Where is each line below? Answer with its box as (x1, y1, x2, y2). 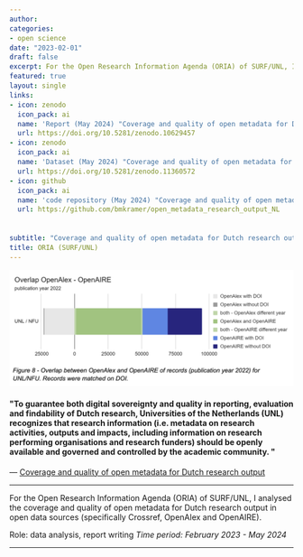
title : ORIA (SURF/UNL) (9, 243, 99, 252)
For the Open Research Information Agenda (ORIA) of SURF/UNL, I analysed (9, 492, 292, 503)
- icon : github (9, 176, 67, 185)
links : (9, 90, 34, 99)
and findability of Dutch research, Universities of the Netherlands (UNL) (9, 407, 284, 419)
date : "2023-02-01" (9, 43, 83, 52)
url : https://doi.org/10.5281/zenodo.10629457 (17, 129, 196, 138)
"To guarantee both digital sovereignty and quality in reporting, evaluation (9, 398, 294, 409)
